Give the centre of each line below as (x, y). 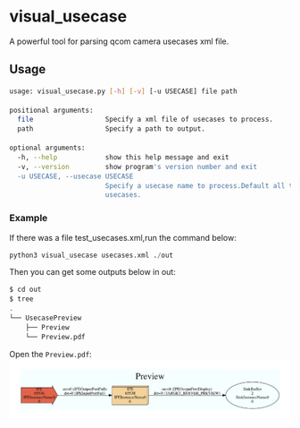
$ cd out (25, 290)
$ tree (21, 299)
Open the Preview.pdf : (50, 354)
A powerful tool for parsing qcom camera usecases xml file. (119, 41)
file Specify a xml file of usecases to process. (146, 120)
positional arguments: (51, 110)
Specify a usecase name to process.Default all (195, 185)
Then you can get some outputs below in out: (92, 272)
